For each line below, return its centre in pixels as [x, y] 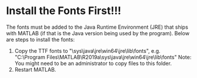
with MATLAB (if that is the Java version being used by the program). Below [98, 33]
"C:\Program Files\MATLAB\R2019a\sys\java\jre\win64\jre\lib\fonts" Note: [103, 57]
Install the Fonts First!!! [64, 11]
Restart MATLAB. [35, 69]
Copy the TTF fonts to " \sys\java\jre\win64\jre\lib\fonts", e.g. [87, 50]
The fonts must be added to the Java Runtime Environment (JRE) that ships [97, 27]
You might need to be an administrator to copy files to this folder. [93, 63]
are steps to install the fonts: [41, 39]
